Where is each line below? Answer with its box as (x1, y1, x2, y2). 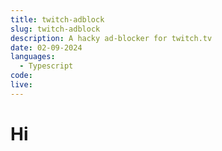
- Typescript (19, 61, 74, 71)
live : (10, 80, 33, 90)
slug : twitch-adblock (10, 24, 101, 34)
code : (10, 71, 33, 81)
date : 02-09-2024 (10, 42, 83, 53)
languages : (10, 52, 56, 62)
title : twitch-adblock (10, 14, 105, 25)
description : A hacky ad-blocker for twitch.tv (10, 33, 213, 43)
